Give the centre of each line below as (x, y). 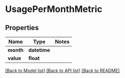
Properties (22, 28)
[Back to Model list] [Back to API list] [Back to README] (62, 70)
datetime (39, 50)
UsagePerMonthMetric (54, 9)
